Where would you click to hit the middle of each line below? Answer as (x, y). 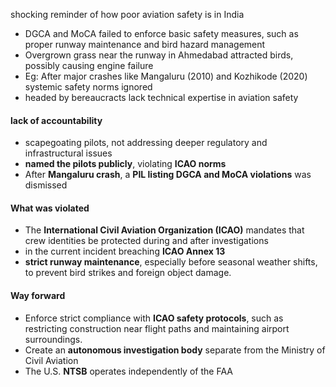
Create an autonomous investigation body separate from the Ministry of (175, 350)
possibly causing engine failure (89, 65)
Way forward (38, 295)
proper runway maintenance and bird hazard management (145, 44)
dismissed (46, 185)
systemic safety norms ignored (88, 87)
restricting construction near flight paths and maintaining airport (157, 328)
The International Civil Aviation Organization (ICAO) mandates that (164, 230)
